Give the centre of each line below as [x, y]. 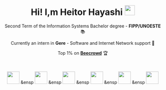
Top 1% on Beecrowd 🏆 [83, 53]
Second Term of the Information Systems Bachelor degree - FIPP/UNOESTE [83, 26]
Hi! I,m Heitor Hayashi [77, 12]
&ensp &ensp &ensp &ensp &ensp [83, 82]
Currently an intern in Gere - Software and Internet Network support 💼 [83, 43]
